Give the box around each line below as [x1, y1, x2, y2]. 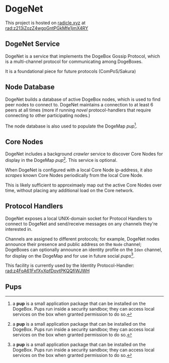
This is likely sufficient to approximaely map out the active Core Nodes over [5, 182, 162, 188]
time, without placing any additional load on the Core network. [5, 187, 134, 193]
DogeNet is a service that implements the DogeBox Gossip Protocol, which [5, 53, 160, 59]
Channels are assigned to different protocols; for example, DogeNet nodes [5, 235, 160, 242]
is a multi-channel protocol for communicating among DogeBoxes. [5, 58, 143, 65]
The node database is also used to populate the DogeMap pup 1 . [5, 122, 137, 129]
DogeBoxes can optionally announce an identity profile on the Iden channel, [5, 247, 162, 253]
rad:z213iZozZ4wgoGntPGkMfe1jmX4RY [5, 25, 89, 31]
